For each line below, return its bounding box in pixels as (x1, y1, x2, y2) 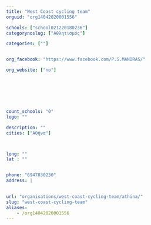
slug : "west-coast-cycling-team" (6, 199, 88, 205)
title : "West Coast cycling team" (6, 8, 91, 15)
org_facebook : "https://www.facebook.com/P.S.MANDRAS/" (6, 56, 146, 62)
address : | (6, 177, 33, 184)
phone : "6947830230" (6, 172, 57, 178)
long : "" (6, 151, 28, 157)
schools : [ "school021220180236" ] (6, 25, 88, 31)
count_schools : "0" (6, 109, 54, 115)
